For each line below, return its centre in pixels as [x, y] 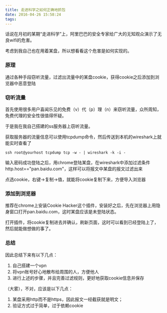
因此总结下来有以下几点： [31, 255]
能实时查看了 [18, 143]
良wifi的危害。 [20, 40]
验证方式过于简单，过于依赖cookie [48, 305]
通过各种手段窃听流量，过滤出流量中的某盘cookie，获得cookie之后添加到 [80, 77]
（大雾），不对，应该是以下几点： [39, 288]
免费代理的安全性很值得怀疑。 [36, 115]
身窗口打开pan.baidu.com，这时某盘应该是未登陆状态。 [62, 212]
